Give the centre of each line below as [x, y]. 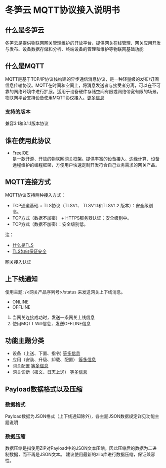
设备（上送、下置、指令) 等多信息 [46, 353]
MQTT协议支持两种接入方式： [35, 195]
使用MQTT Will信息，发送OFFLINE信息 [51, 323]
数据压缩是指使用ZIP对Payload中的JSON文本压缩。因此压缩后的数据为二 [79, 448]
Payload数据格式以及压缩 [44, 389]
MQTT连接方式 [28, 182]
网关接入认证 [18, 262]
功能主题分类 [25, 340]
